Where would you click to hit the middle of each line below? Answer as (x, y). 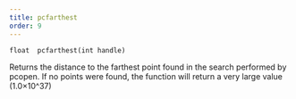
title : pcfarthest (43, 17)
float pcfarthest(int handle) (68, 50)
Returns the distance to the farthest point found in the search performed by (148, 67)
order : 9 (25, 26)
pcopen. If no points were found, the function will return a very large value (146, 76)
